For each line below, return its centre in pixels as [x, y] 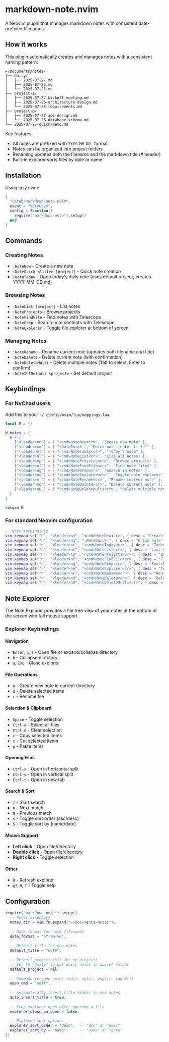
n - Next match [28, 808]
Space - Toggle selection [37, 719]
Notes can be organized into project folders [58, 149]
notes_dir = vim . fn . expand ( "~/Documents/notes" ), [63, 922]
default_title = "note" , [36, 951]
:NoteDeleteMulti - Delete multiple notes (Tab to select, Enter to [79, 362]
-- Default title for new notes [44, 946]
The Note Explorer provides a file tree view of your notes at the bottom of [81, 611]
